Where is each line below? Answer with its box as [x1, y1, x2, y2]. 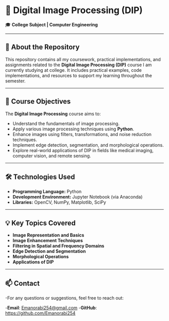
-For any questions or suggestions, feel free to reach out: [5, 295, 124, 301]
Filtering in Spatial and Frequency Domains [12, 243, 105, 249]
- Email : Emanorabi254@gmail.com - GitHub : [5, 305, 97, 310]
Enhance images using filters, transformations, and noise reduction [12, 131, 152, 137]
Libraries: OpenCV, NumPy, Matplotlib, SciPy [12, 199, 107, 205]
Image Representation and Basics [12, 232, 84, 238]
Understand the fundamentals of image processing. [12, 120, 120, 126]
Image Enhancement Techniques [12, 238, 83, 244]
